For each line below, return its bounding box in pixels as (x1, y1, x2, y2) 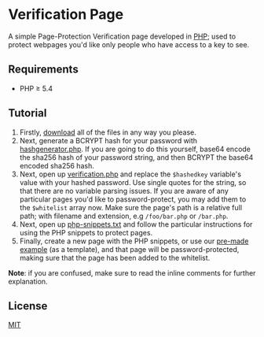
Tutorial (8, 106, 47, 120)
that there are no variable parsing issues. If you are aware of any (19, 186, 229, 195)
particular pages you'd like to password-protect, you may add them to (19, 194, 247, 204)
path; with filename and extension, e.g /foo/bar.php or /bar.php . (19, 211, 229, 220)
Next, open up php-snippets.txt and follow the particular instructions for (19, 219, 253, 229)
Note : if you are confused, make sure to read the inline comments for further (8, 268, 256, 277)
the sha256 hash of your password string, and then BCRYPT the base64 (19, 152, 254, 162)
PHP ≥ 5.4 (19, 83, 53, 93)
